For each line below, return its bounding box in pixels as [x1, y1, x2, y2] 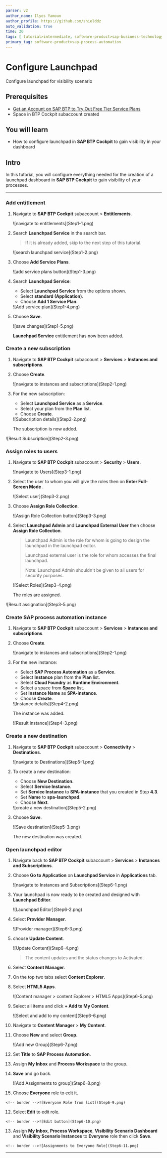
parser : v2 [5, 8, 28, 13]
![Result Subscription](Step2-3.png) [5, 435, 79, 441]
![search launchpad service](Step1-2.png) [12, 249, 98, 255]
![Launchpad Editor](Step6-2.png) [12, 906, 83, 912]
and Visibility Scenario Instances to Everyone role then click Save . [12, 1133, 152, 1139]
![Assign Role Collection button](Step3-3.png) [12, 513, 107, 519]
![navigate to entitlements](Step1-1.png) [12, 220, 94, 226]
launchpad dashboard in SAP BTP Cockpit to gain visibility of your [5, 177, 141, 183]
